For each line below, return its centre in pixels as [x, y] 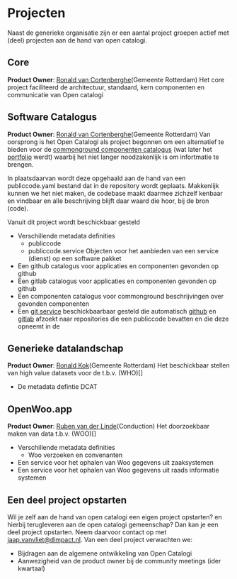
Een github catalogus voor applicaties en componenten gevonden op [118, 266]
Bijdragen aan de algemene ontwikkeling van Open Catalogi [105, 553]
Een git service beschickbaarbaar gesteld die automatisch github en [117, 311]
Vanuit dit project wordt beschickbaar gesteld [74, 222]
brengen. [21, 164]
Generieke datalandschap [65, 348]
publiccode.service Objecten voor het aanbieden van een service [123, 250]
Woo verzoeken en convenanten [75, 455]
